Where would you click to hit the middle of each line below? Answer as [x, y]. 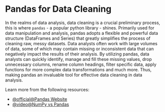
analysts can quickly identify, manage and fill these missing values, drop [79, 59]
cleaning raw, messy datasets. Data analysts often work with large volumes [81, 43]
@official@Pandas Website [40, 99]
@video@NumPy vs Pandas [41, 104]
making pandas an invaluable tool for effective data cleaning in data [74, 75]
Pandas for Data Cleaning [58, 9]
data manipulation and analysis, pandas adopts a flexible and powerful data [82, 33]
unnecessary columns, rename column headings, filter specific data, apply [81, 64]
